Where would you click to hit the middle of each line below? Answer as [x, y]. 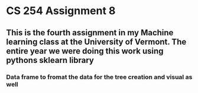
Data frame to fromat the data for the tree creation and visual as [99, 77]
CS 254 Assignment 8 [61, 11]
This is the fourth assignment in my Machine [90, 33]
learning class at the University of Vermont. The [96, 41]
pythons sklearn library [50, 60]
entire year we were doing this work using [85, 51]
